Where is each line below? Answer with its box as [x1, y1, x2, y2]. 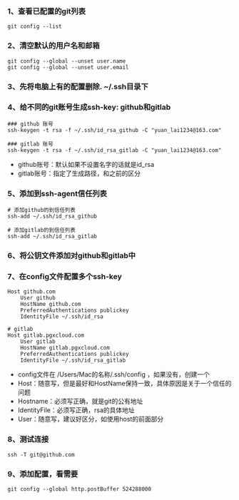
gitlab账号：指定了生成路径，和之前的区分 [17, 169, 141, 178]
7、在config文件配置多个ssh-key [7, 271, 123, 281]
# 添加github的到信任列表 [7, 207, 76, 214]
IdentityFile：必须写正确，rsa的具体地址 [17, 406, 136, 414]
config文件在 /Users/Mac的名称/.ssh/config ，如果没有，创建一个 [17, 370, 210, 379]
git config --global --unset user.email [7, 63, 130, 71]
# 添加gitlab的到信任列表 [7, 227, 76, 234]
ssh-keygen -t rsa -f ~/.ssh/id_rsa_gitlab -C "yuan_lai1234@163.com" [7, 146, 222, 154]
